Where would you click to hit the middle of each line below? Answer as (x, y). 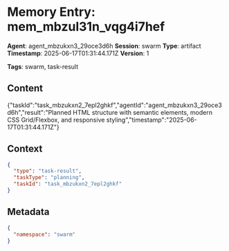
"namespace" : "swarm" (45, 234)
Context (25, 149)
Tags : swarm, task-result (43, 66)
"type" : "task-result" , (47, 171)
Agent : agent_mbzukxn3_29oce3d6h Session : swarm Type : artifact (104, 46)
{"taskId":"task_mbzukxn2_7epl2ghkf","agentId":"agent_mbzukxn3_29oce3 (115, 105)
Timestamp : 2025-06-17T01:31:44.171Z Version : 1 (78, 53)
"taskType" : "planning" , (49, 178)
